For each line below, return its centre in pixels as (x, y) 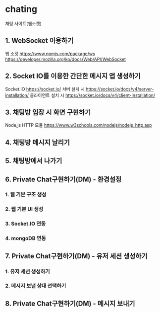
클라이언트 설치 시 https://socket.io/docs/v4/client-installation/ (92, 95)
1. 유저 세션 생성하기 (28, 271)
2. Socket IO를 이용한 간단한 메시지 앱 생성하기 (73, 76)
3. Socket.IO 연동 (26, 224)
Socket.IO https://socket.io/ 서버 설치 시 (45, 89)
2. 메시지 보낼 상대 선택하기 (36, 286)
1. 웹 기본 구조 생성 (26, 195)
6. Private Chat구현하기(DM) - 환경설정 (63, 179)
